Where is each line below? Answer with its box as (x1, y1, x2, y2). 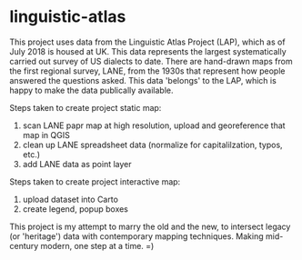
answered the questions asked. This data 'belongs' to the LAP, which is (9, 75, 277, 85)
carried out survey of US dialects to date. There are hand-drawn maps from (9, 55, 293, 66)
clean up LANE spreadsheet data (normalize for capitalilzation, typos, (22, 139, 284, 150)
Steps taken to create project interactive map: (9, 175, 181, 187)
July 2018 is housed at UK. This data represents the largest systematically (9, 45, 287, 56)
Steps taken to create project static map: (9, 102, 162, 113)
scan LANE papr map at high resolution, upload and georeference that (22, 120, 286, 131)
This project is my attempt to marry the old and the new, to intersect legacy (9, 221, 291, 232)
